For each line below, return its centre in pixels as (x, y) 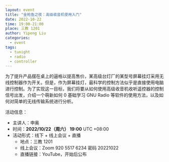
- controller (23, 61)
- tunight (20, 52)
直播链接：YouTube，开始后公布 (53, 154)
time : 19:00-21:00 (24, 24)
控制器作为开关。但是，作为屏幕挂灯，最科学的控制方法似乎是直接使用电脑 (87, 83)
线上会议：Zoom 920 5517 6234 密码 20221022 (69, 148)
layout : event (20, 10)
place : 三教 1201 (23, 29)
